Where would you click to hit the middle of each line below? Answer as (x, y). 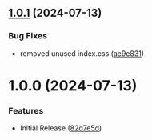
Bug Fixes (28, 36)
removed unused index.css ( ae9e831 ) (82, 53)
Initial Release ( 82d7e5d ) (61, 128)
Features (26, 110)
